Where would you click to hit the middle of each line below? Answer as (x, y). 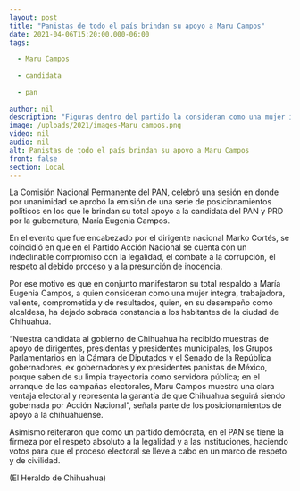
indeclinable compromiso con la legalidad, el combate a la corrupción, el (142, 257)
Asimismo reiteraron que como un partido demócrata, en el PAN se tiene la (146, 432)
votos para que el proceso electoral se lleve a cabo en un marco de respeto (148, 451)
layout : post (33, 17)
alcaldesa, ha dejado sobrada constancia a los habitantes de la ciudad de (144, 312)
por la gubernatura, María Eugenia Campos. (90, 221)
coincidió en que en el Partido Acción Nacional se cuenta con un (128, 247)
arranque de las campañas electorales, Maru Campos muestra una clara (142, 387)
